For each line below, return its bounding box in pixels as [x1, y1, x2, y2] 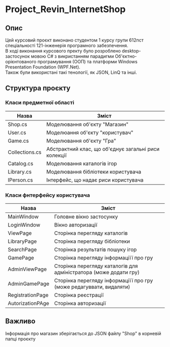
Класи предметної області [5, 99, 74, 106]
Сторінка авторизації [54, 299, 106, 307]
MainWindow [8, 213, 39, 220]
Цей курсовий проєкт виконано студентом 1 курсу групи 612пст [5, 37, 144, 43]
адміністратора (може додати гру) [54, 269, 140, 276]
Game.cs [8, 137, 29, 144]
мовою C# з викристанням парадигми [31, 53, 114, 59]
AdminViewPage [8, 266, 47, 273]
